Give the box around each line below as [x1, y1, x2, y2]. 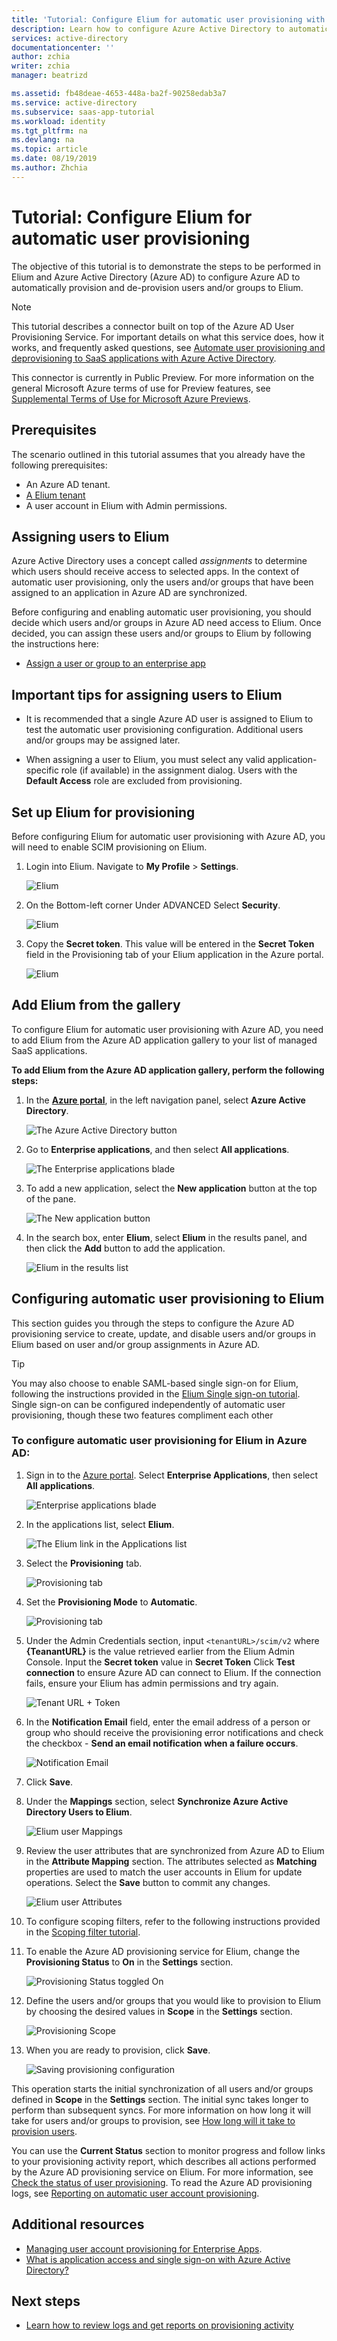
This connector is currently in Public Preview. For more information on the [11, 371, 315, 383]
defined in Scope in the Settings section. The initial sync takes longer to [11, 2093, 309, 2105]
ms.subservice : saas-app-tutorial [11, 107, 156, 117]
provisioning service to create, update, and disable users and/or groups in [11, 1327, 316, 1340]
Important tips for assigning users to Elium [11, 686, 283, 703]
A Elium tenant [25, 489, 86, 501]
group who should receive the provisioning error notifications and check [25, 1726, 324, 1738]
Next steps [11, 2293, 81, 2310]
